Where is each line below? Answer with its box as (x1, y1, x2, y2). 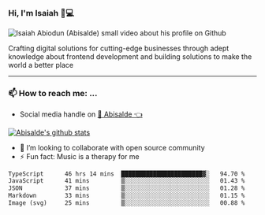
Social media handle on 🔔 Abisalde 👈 (19, 109, 144, 119)
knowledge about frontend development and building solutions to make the (8, 52, 252, 61)
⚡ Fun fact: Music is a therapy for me (19, 151, 140, 161)
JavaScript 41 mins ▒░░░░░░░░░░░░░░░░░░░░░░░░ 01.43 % (8, 177, 245, 185)
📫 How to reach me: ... (8, 88, 98, 99)
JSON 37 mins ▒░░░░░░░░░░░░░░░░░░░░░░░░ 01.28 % (8, 184, 245, 192)
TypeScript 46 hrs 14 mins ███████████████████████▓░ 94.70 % (8, 169, 245, 178)
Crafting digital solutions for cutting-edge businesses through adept (8, 43, 230, 54)
